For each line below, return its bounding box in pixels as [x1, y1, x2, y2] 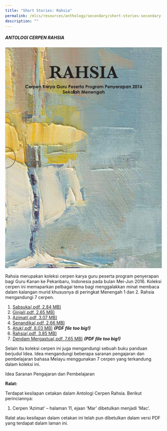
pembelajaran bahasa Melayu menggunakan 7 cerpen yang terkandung [5, 356, 152, 362]
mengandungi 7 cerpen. [5, 294, 55, 300]
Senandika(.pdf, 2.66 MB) [12, 320, 65, 326]
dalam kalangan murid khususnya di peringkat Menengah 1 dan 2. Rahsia [5, 289, 155, 295]
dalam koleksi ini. [5, 361, 41, 367]
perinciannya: [5, 396, 33, 402]
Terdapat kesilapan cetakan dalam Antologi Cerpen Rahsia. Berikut [5, 390, 142, 396]
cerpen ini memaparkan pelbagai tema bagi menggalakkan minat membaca [5, 284, 160, 290]
